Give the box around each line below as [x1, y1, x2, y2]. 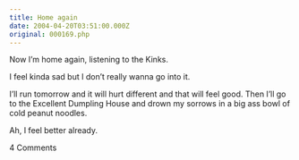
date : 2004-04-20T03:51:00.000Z [9, 21, 130, 30]
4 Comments [9, 142, 57, 153]
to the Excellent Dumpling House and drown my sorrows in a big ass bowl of [9, 98, 291, 109]
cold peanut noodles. [9, 108, 88, 119]
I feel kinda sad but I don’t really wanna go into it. [9, 72, 191, 82]
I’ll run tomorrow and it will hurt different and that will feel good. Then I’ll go [9, 88, 286, 99]
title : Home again [9, 13, 78, 22]
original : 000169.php [9, 29, 90, 38]
